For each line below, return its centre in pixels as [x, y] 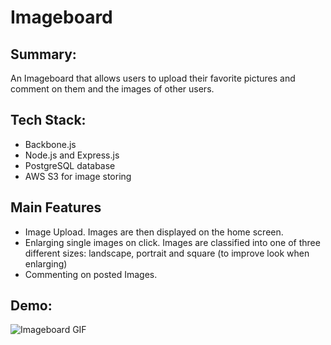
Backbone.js [50, 144]
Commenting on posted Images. [91, 274]
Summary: [43, 54]
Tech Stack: [48, 120]
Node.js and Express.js [72, 155]
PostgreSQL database [70, 165]
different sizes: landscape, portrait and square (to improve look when [167, 253]
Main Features [56, 207]
